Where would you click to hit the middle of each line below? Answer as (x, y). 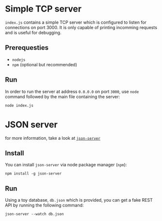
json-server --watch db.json (34, 214)
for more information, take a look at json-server (53, 138)
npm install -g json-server (33, 174)
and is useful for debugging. (33, 32)
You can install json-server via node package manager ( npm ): (66, 165)
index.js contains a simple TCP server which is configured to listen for (76, 22)
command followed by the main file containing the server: (63, 96)
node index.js (19, 105)
